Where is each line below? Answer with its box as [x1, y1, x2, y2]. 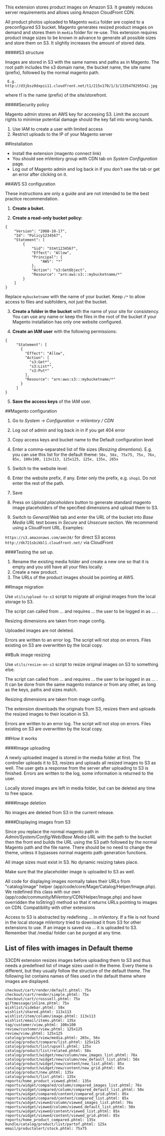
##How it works [5, 736, 37, 741]
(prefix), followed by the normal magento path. [5, 70, 100, 76]
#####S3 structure [5, 49, 44, 55]
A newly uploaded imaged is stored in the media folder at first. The [5, 755, 140, 760]
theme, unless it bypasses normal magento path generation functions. [5, 850, 147, 856]
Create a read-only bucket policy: [12, 215, 83, 221]
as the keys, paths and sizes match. [5, 687, 78, 693]
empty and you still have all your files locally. [12, 564, 103, 570]
